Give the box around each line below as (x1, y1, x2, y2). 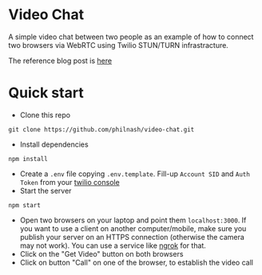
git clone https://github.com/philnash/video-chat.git (8, 125, 195, 133)
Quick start (8, 84, 84, 102)
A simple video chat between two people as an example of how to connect (8, 32, 254, 41)
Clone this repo (19, 110, 70, 120)
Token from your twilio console (19, 177, 120, 187)
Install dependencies (19, 139, 89, 149)
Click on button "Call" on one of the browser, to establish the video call (19, 257, 254, 267)
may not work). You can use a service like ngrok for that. (19, 241, 206, 250)
